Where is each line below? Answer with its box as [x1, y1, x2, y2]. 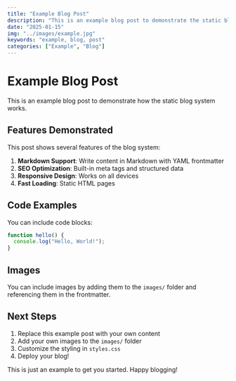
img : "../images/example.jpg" [7, 30, 96, 37]
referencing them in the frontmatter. [7, 290, 111, 299]
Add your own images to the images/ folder [17, 337, 142, 345]
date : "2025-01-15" [7, 23, 65, 30]
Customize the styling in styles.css [17, 344, 121, 352]
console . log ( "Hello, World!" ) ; [13, 238, 105, 245]
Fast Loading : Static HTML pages [17, 179, 116, 187]
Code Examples [7, 200, 77, 212]
